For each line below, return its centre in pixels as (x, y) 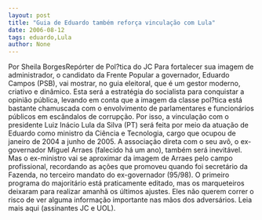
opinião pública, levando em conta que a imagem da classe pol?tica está (126, 100)
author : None (29, 45)
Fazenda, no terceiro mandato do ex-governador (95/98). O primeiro (119, 175)
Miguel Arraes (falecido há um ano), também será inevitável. (145, 150)
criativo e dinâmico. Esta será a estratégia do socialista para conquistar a (126, 92)
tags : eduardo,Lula (40, 37)
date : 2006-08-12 (36, 30)
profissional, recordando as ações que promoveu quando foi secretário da (128, 167)
